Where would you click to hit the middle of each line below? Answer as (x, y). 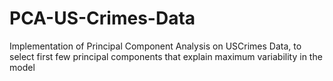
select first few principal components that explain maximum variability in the (166, 56)
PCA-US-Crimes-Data (102, 18)
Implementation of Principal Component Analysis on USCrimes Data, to (155, 46)
